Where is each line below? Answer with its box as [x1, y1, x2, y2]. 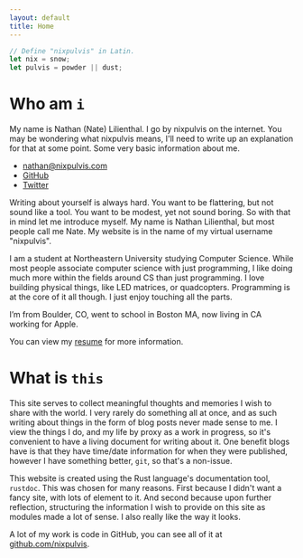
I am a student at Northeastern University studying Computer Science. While [9, 253, 294, 264]
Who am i [9, 94, 86, 114]
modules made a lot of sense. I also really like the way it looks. [9, 512, 241, 522]
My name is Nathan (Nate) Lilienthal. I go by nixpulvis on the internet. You [9, 124, 282, 135]
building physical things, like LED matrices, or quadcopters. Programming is [9, 282, 290, 293]
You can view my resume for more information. [9, 336, 184, 347]
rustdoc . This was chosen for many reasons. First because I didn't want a [9, 483, 282, 493]
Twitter [22, 180, 50, 191]
